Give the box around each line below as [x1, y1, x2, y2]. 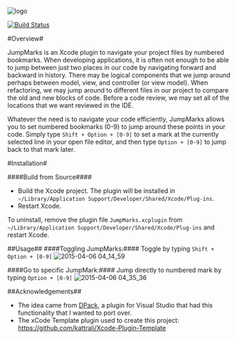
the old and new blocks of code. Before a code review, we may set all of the [7, 93, 230, 102]
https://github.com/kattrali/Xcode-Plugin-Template [17, 324, 167, 332]
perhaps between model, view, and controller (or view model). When [7, 78, 209, 87]
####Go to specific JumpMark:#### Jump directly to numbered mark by [7, 266, 222, 274]
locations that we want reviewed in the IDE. [7, 101, 134, 110]
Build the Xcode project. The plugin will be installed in [17, 187, 176, 195]
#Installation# [7, 159, 48, 167]
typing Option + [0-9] [7, 273, 73, 281]
